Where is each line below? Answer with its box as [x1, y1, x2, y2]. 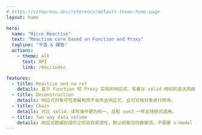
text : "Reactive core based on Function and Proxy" [11, 37, 144, 43]
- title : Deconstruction [11, 92, 74, 98]
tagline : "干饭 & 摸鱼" [11, 42, 68, 48]
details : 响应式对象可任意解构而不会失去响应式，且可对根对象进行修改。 [17, 97, 176, 104]
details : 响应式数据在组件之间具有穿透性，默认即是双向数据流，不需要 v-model [17, 119, 193, 126]
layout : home [6, 14, 39, 20]
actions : [11, 47, 34, 54]
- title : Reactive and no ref [11, 80, 87, 87]
